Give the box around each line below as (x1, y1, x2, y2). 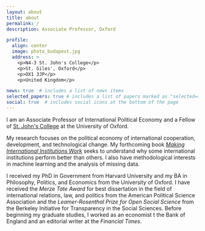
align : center (12, 43, 48, 49)
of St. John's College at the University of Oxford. (6, 122, 129, 130)
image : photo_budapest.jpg (12, 48, 81, 55)
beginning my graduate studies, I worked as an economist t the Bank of (6, 211, 185, 218)
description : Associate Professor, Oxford (6, 26, 116, 32)
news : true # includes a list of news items (6, 88, 124, 94)
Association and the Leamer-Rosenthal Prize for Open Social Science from (6, 198, 194, 205)
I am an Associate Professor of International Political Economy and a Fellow (6, 116, 196, 123)
